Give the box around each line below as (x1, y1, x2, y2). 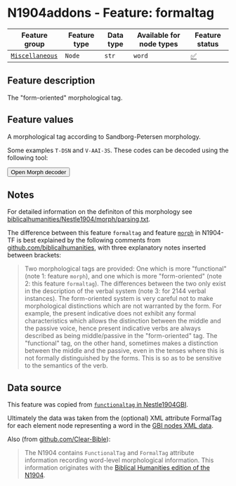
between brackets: (7, 251, 62, 259)
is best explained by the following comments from (16, 236, 162, 245)
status (197, 39, 219, 48)
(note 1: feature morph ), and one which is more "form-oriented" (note (24, 272, 223, 281)
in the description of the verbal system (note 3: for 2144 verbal (24, 287, 206, 295)
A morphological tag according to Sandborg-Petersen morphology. (7, 132, 202, 141)
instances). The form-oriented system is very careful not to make (24, 295, 214, 303)
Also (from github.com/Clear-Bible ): (7, 435, 111, 443)
